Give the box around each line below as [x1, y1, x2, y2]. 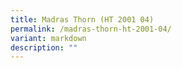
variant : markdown [10, 33, 87, 43]
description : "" [10, 42, 78, 53]
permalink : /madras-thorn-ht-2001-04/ [10, 24, 172, 34]
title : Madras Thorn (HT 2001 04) [10, 14, 155, 25]
